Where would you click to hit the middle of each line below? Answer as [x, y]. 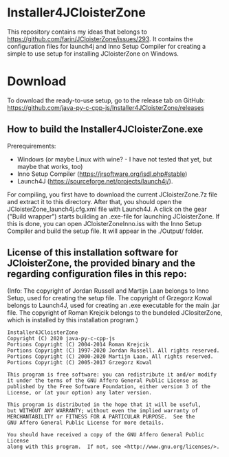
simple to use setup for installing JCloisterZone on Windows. [93, 54]
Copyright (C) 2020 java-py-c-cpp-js [61, 338]
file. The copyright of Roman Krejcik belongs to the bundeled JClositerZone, [115, 312]
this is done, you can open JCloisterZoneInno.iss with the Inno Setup [104, 223]
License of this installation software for [93, 253]
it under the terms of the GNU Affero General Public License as [102, 380]
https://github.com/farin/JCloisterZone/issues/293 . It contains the [100, 38]
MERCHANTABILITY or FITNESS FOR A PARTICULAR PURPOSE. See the [101, 416]
